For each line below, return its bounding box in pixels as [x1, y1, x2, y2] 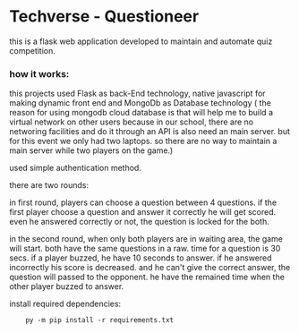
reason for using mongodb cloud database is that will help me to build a [9, 107, 273, 118]
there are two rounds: [9, 180, 90, 191]
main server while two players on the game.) [9, 145, 174, 156]
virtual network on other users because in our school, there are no [9, 116, 253, 127]
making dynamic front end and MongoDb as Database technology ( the [9, 98, 271, 108]
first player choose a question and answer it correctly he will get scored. [9, 207, 277, 218]
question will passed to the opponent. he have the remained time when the [9, 271, 285, 283]
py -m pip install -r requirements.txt [25, 316, 175, 325]
